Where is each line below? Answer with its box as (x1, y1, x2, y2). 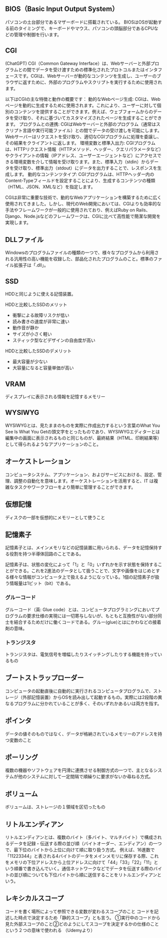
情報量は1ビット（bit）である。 (9, 580, 74, 586)
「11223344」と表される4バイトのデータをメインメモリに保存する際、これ (5, 853, 159, 859)
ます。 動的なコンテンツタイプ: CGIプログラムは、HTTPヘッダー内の (13, 171, 155, 177)
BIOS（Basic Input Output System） (5, 5, 119, 14)
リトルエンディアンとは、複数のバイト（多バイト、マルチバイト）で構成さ (5, 834, 158, 840)
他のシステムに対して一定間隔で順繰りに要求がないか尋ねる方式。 (18, 774, 154, 780)
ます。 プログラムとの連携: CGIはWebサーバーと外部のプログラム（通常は (5, 121, 156, 127)
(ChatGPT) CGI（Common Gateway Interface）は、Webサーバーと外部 (5, 60, 151, 66)
